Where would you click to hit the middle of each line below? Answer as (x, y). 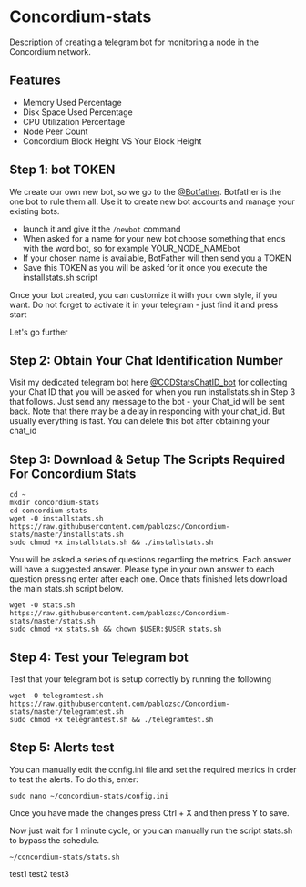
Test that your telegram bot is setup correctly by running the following (140, 679)
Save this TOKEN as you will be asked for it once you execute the (145, 267)
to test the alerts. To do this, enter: (74, 779)
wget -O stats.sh (42, 605)
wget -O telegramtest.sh (56, 696)
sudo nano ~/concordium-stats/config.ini (89, 796)
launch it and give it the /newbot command (102, 229)
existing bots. (35, 211)
